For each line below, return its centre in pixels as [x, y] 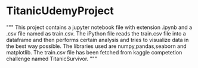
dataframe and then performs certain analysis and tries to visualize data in [98, 40]
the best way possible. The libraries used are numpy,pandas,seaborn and [96, 46]
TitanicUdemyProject [60, 11]
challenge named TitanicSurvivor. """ [52, 59]
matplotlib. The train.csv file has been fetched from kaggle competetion [94, 52]
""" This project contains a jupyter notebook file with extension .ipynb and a [99, 27]
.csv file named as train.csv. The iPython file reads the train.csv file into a [96, 33]
